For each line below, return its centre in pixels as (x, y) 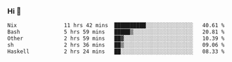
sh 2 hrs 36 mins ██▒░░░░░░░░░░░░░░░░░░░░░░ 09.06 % (116, 45)
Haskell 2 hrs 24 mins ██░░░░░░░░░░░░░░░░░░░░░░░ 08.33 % (116, 52)
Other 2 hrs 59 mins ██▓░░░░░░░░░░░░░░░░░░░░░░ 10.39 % (116, 39)
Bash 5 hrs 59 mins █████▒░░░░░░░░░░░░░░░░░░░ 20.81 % (116, 32)
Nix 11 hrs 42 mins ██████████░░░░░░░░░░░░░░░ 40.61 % (116, 26)
